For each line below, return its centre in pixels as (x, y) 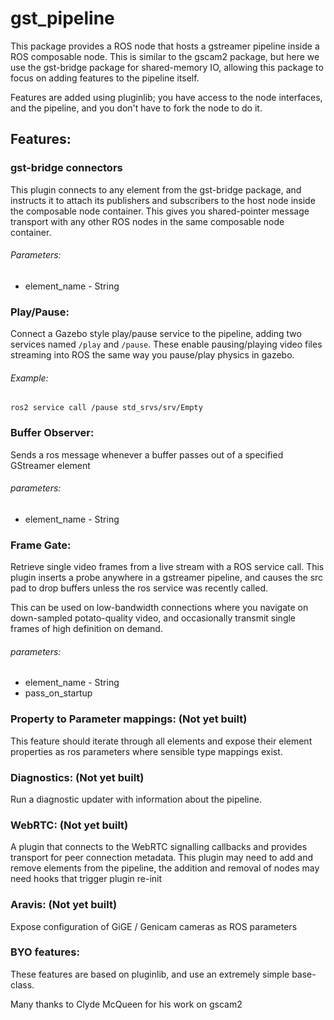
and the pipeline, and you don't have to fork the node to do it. (136, 108)
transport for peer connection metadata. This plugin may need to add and (162, 858)
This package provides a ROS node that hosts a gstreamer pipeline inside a (165, 46)
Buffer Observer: (52, 433)
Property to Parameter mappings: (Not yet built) (129, 719)
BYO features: (45, 952)
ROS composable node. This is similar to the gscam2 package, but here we (165, 56)
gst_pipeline (62, 18)
